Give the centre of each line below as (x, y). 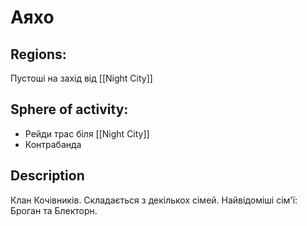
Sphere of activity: (69, 109)
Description (47, 176)
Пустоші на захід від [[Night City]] (81, 78)
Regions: (38, 54)
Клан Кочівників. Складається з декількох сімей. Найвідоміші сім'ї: (154, 200)
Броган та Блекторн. (54, 210)
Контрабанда (53, 144)
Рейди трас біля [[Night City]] (87, 133)
